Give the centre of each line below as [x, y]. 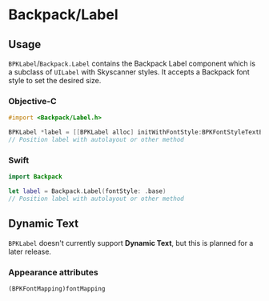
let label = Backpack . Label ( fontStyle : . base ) [87, 191]
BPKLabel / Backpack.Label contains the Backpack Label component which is [132, 63]
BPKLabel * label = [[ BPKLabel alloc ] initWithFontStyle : [105, 132]
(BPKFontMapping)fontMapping [57, 289]
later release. [30, 251]
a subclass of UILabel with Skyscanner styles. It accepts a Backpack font [129, 72]
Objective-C [33, 101]
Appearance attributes [53, 272]
